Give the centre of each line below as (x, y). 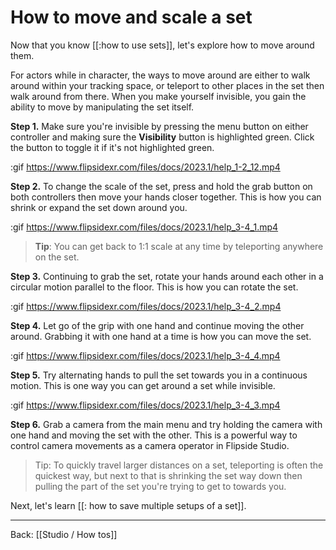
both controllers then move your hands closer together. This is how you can (166, 197)
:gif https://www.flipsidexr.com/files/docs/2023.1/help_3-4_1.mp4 (144, 227)
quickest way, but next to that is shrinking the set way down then (168, 475)
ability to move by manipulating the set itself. (102, 107)
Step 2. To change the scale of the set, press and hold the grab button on (161, 186)
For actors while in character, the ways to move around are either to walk (160, 75)
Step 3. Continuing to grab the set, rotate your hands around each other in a (167, 276)
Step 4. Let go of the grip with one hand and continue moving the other (157, 325)
